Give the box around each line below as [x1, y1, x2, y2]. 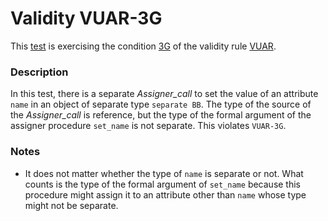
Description [10, 65, 69, 79]
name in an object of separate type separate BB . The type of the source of [10, 98, 312, 111]
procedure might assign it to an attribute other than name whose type [24, 188, 307, 201]
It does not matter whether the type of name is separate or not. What [24, 167, 304, 179]
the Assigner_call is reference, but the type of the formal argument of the [10, 109, 312, 121]
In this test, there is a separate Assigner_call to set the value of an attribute [10, 88, 319, 100]
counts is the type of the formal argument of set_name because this [24, 178, 302, 190]
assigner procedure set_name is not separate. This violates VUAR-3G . [10, 120, 287, 132]
